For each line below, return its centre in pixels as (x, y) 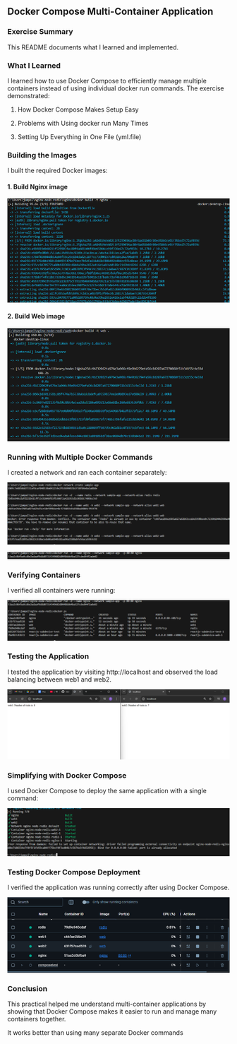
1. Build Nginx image (38, 186)
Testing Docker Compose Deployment (74, 872)
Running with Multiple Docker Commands (80, 457)
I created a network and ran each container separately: (87, 473)
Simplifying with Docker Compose (67, 775)
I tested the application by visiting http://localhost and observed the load (113, 672)
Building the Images (42, 155)
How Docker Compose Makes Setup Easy (78, 109)
